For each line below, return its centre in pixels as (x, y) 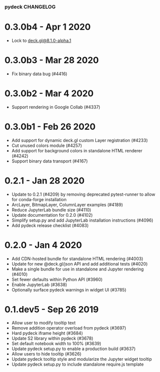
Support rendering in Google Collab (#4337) (56, 107)
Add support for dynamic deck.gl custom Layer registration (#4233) (80, 140)
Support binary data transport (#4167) (50, 161)
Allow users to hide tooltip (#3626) (46, 354)
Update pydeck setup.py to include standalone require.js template (78, 364)
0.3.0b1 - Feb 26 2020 (50, 127)
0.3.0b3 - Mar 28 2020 (52, 60)
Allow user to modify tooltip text (44, 323)
